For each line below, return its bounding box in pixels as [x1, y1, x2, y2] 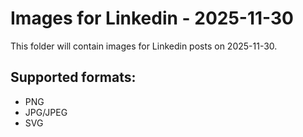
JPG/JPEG [24, 106, 68, 118]
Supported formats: [10, 69, 137, 86]
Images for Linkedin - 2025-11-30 [10, 7, 294, 30]
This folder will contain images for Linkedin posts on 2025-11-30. [10, 40, 278, 52]
